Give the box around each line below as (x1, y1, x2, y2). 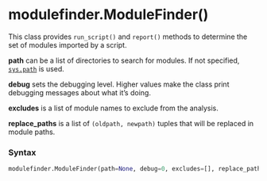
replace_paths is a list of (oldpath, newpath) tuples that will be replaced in (8, 118, 254, 128)
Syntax (8, 147, 37, 158)
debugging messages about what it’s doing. (8, 87, 151, 97)
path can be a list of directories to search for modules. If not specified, (8, 56, 240, 65)
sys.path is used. (8, 64, 65, 73)
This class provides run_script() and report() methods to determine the (8, 32, 248, 41)
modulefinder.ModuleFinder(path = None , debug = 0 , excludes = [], (8, 165, 215, 173)
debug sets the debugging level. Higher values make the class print (8, 79, 230, 89)
